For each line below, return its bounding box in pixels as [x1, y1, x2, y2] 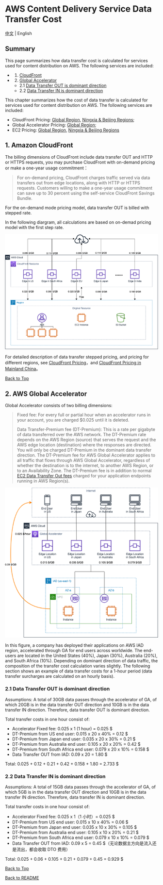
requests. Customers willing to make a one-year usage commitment [16, 185, 153, 191]
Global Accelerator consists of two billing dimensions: [5, 403, 113, 409]
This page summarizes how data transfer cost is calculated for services [5, 57, 148, 64]
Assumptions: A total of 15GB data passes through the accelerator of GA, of [5, 784, 156, 789]
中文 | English [5, 30, 33, 36]
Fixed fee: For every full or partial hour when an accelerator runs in [16, 412, 151, 418]
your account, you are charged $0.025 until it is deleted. [16, 417, 130, 423]
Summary [5, 45, 35, 53]
